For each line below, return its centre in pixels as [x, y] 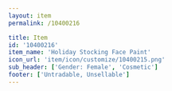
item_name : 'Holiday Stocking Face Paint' [80, 53]
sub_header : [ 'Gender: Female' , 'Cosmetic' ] [83, 67]
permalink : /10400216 [44, 23]
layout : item [30, 16]
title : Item [28, 38]
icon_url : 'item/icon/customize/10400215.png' [87, 60]
